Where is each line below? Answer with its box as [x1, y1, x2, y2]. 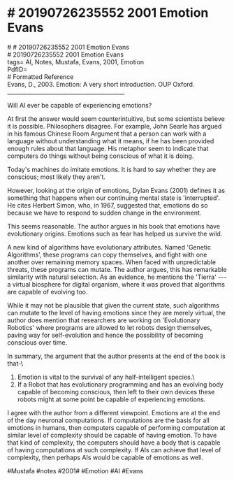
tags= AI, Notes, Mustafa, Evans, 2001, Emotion [7, 57, 145, 66]
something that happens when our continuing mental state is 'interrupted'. [7, 194, 220, 202]
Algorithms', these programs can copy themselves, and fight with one [7, 250, 207, 259]
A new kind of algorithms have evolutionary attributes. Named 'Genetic [7, 243, 212, 251]
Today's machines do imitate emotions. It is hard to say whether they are [7, 165, 217, 173]
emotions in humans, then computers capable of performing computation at [7, 423, 226, 431]
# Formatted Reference [7, 72, 74, 81]
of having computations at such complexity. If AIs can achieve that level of [7, 445, 221, 454]
